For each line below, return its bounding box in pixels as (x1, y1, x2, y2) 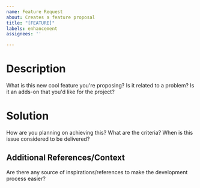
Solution (6, 109, 49, 123)
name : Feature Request (6, 8, 63, 15)
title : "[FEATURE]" (6, 20, 55, 26)
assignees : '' (6, 31, 42, 37)
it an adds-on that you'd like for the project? (6, 88, 115, 96)
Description (6, 62, 66, 75)
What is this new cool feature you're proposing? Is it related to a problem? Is (6, 82, 195, 89)
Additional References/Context (6, 153, 125, 163)
